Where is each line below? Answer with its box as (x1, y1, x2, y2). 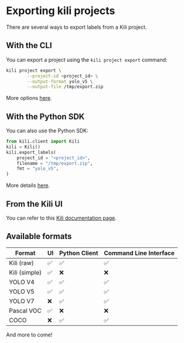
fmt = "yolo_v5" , (16, 166, 59, 171)
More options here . (6, 95, 52, 102)
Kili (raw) (9, 258, 34, 267)
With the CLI (6, 41, 52, 51)
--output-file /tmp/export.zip (27, 84, 104, 90)
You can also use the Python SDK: (6, 127, 88, 134)
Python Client (59, 248, 98, 257)
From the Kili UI (6, 199, 63, 209)
